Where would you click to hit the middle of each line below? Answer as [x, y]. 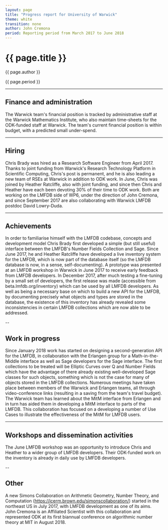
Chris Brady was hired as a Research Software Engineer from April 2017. [79, 163]
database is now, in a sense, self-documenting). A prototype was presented [83, 265]
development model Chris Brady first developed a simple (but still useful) [80, 244]
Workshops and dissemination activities [69, 435]
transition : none [23, 24]
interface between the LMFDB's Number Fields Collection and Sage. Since [82, 249]
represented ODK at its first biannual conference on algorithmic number [79, 517]
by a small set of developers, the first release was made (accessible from [80, 281]
